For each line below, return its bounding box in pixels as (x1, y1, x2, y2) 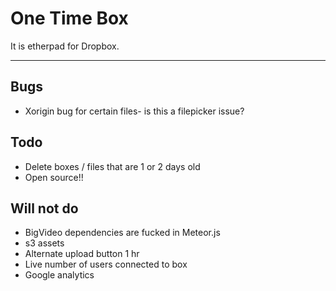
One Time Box (10, 7, 129, 30)
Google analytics (24, 269, 95, 281)
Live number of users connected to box (24, 258, 188, 271)
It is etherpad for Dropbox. (10, 40, 120, 52)
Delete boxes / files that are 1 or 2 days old (24, 160, 201, 172)
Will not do (10, 200, 79, 217)
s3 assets (24, 237, 65, 249)
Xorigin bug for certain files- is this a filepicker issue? (24, 105, 245, 117)
